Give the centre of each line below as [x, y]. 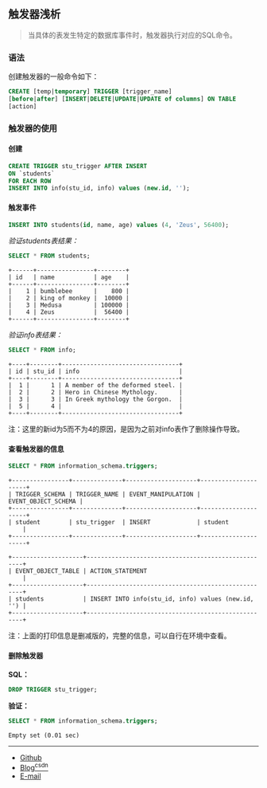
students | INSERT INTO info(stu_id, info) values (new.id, [135, 599]
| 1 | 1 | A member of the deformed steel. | [95, 386]
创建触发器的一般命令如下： [54, 76]
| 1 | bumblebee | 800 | [69, 292]
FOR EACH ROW [30, 181]
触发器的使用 [33, 128]
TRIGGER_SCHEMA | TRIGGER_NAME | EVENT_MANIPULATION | [108, 495]
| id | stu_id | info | [95, 372]
